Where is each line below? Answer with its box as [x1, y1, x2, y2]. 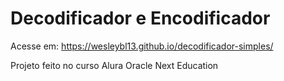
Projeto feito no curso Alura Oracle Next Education [10, 59, 219, 71]
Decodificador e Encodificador [10, 7, 271, 30]
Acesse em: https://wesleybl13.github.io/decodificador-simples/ [10, 40, 274, 52]
